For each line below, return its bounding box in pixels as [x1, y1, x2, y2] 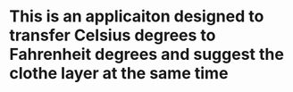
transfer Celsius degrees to [9, 25, 216, 46]
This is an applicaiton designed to [9, 6, 264, 27]
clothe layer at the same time [9, 63, 229, 84]
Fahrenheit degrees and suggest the [9, 45, 284, 64]
